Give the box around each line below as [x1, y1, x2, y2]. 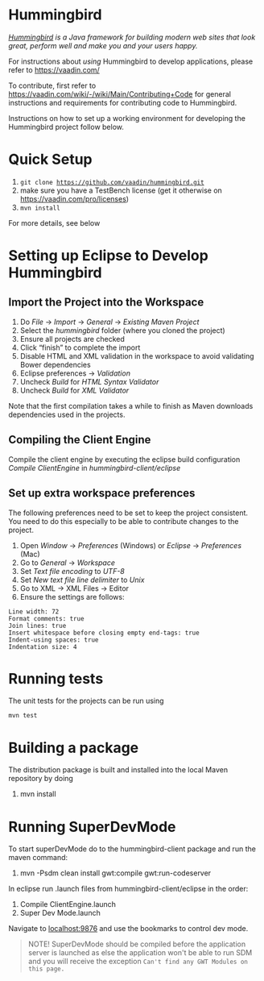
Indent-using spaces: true [8, 635, 99, 644]
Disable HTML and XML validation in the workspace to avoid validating [19, 351, 255, 360]
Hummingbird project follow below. [8, 122, 125, 131]
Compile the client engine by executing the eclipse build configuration [8, 454, 241, 464]
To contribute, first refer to [8, 81, 97, 90]
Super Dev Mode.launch [19, 908, 101, 918]
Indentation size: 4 [8, 642, 78, 651]
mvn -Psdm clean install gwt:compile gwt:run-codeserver [19, 868, 212, 878]
